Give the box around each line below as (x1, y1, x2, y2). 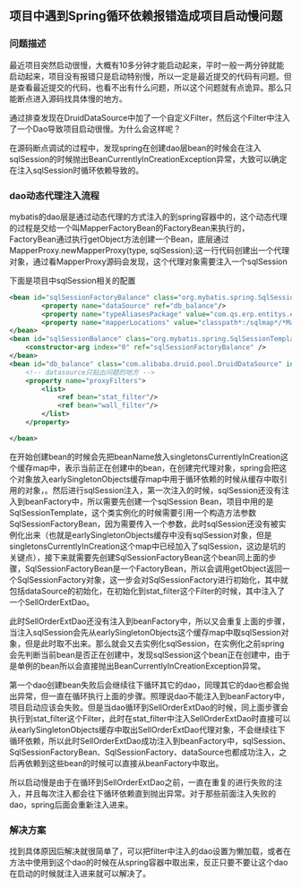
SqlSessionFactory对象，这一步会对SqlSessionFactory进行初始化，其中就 (16, 574, 288, 584)
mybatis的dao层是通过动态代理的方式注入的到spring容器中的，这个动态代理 (9, 211, 288, 222)
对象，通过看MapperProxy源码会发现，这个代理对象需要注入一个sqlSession (9, 256, 288, 267)
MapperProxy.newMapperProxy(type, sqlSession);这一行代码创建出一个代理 (9, 244, 290, 255)
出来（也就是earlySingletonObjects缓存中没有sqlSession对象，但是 (24, 529, 272, 540)
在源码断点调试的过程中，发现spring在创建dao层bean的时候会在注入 (9, 142, 262, 153)
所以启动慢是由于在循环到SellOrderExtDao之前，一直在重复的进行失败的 (9, 777, 275, 788)
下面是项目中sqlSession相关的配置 (9, 275, 136, 286)
